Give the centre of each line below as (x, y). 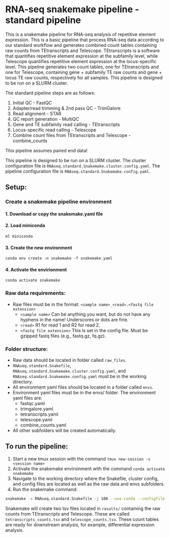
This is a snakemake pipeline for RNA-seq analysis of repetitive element (81, 34)
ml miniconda (19, 236)
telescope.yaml (36, 420)
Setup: (16, 187)
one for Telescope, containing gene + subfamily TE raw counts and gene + (84, 72)
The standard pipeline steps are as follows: (50, 93)
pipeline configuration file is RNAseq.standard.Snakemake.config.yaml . (78, 171)
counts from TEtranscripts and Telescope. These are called (67, 514)
